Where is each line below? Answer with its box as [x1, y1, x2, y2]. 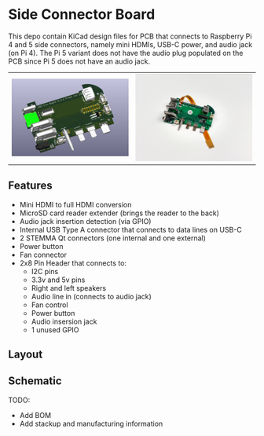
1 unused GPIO [31, 324, 79, 335]
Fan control [31, 300, 68, 310]
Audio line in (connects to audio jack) [31, 291, 152, 301]
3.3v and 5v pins [31, 275, 86, 284]
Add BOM [19, 410, 52, 420]
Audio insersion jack [31, 317, 97, 326]
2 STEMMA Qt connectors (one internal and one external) [19, 233, 207, 243]
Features [8, 179, 53, 192]
